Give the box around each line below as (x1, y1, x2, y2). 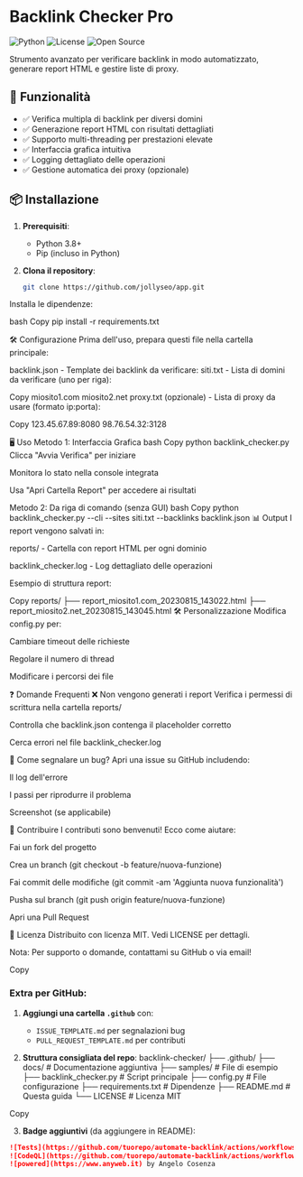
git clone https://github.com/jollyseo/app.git (22, 283, 205, 292)
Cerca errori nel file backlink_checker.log (9, 737, 162, 748)
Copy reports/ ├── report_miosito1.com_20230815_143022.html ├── (9, 596, 266, 607)
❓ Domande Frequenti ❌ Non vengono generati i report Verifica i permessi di (9, 689, 293, 700)
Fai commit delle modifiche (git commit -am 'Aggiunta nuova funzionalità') (9, 877, 284, 888)
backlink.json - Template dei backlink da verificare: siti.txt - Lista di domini (9, 365, 286, 375)
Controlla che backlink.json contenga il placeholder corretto (9, 719, 232, 730)
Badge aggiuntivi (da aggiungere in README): (22, 1126, 196, 1136)
